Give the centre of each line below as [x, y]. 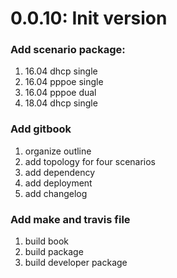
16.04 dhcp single [61, 71]
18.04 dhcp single [61, 103]
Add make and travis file [70, 219]
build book [46, 241]
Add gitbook [41, 129]
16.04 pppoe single [64, 82]
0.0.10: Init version [89, 18]
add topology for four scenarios [90, 161]
